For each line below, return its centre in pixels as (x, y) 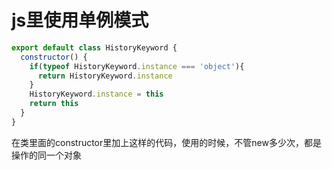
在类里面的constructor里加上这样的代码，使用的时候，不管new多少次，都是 (166, 142)
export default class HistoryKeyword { (94, 47)
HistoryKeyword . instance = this (96, 94)
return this (54, 104)
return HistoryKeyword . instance (105, 76)
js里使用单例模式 (80, 20)
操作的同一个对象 (46, 155)
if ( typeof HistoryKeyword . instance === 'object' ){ (137, 66)
